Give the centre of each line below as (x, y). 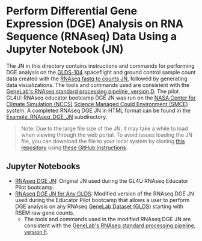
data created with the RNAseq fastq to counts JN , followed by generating (97, 79)
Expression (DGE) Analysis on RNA (95, 24)
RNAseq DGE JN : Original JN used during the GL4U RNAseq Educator (102, 180)
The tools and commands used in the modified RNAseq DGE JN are (107, 219)
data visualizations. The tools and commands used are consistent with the (98, 85)
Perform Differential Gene (72, 11)
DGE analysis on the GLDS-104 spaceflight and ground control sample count (101, 72)
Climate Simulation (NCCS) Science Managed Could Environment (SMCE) (97, 104)
